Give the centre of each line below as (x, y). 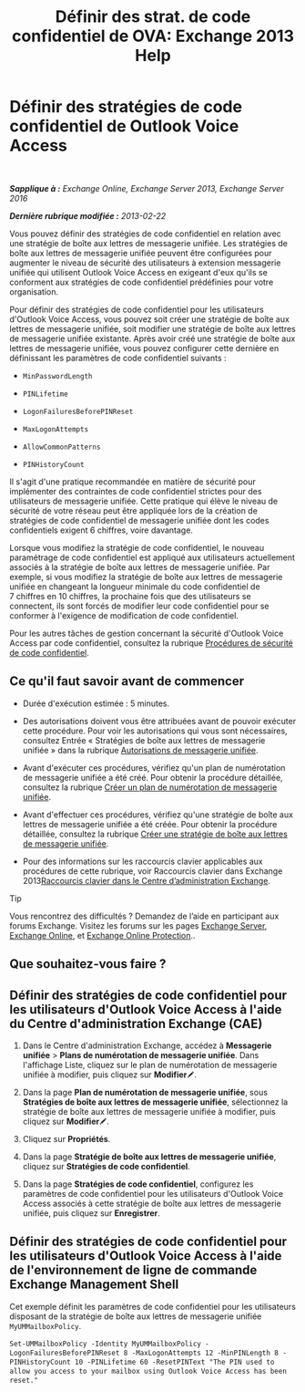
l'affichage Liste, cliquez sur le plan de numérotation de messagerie (150, 1065)
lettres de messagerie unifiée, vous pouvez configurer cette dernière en (144, 348)
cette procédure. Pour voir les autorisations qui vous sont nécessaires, (155, 731)
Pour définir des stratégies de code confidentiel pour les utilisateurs (137, 309)
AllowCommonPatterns (61, 447)
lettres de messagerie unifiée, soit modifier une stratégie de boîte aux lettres (152, 328)
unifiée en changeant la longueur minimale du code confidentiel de (135, 587)
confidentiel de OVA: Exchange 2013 (153, 36)
